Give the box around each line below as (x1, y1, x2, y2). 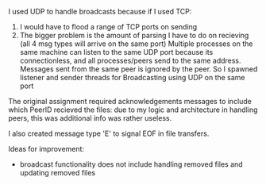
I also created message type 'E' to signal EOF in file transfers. (8, 129, 210, 138)
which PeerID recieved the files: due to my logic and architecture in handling (8, 105, 258, 114)
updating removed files (19, 168, 96, 177)
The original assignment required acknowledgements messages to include (8, 97, 253, 106)
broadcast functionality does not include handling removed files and (19, 160, 244, 169)
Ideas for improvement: (8, 145, 85, 153)
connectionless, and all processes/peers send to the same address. (19, 56, 241, 65)
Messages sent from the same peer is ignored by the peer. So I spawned (19, 64, 258, 74)
